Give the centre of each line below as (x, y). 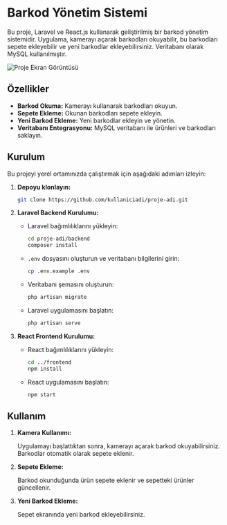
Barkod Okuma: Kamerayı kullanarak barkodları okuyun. (97, 106)
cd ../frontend (49, 362)
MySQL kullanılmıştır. (37, 54)
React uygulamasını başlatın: (68, 382)
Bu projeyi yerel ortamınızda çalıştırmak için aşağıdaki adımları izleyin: (107, 174)
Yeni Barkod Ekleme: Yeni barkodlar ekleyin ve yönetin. (97, 120)
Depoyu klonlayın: (44, 187)
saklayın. (30, 135)
